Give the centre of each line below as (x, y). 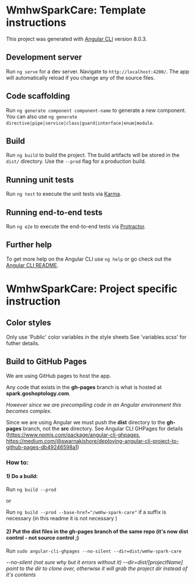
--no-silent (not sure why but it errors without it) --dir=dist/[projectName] (95, 562)
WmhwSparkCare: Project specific (92, 289)
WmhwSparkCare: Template (76, 10)
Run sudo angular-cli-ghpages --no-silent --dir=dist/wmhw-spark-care (94, 551)
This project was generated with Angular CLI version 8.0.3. (76, 39)
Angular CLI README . (32, 265)
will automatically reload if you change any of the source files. (81, 77)
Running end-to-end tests (54, 212)
